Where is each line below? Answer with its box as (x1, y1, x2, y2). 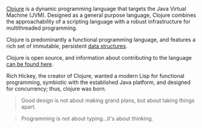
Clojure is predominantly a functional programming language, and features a (6, 36, 196, 43)
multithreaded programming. (6, 24, 77, 31)
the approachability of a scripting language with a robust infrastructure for (6, 18, 191, 25)
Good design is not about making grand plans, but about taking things (21, 97, 195, 104)
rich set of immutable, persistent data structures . (6, 42, 128, 50)
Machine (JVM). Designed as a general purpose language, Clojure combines (6, 11, 197, 19)
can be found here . (6, 60, 54, 68)
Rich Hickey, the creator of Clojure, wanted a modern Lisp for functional (6, 72, 185, 79)
